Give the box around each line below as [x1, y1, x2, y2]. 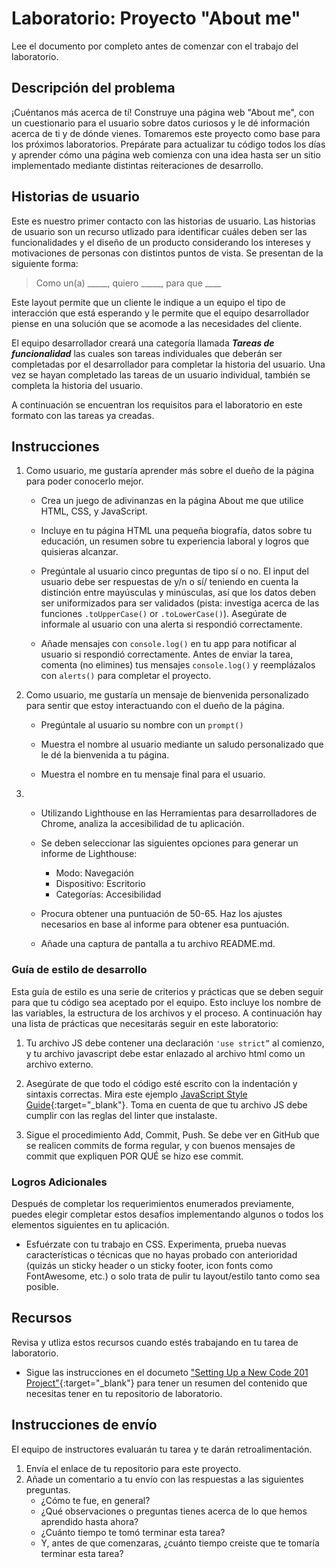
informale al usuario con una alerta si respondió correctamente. [40, 618, 303, 631]
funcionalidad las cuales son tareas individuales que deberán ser [11, 347, 283, 359]
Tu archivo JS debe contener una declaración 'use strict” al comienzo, [25, 1037, 325, 1049]
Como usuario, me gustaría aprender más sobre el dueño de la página [25, 465, 315, 477]
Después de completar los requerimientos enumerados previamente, [11, 1197, 295, 1209]
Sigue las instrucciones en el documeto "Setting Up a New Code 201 [25, 1366, 309, 1378]
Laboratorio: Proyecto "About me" [11, 7, 301, 30]
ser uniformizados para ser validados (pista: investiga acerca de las [40, 597, 320, 609]
